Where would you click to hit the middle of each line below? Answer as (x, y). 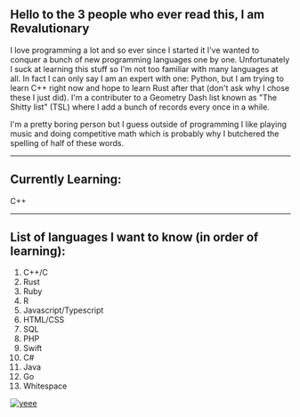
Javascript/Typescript (63, 310)
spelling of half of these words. (67, 143)
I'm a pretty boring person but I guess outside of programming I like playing (149, 124)
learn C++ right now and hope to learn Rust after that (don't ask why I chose (150, 87)
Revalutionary (50, 29)
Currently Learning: (66, 180)
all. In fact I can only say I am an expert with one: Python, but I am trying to (147, 78)
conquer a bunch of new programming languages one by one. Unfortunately (150, 59)
